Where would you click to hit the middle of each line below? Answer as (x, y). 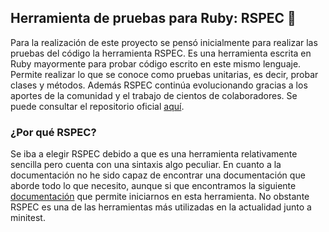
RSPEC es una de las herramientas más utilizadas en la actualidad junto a (161, 207)
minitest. (28, 218)
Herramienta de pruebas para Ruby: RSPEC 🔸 (153, 18)
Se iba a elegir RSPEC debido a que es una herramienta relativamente (154, 154)
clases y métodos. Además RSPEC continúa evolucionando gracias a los (159, 85)
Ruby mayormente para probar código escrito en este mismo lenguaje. (156, 63)
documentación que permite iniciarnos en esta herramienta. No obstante (160, 197)
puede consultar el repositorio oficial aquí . (97, 106)
